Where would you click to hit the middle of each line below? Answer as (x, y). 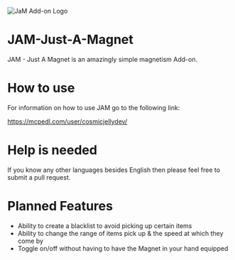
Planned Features (60, 206)
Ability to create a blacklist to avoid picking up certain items (105, 226)
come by (31, 241)
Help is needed (53, 150)
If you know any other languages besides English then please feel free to (114, 170)
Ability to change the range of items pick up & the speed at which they (120, 233)
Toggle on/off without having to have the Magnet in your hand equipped (123, 248)
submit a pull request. (39, 177)
